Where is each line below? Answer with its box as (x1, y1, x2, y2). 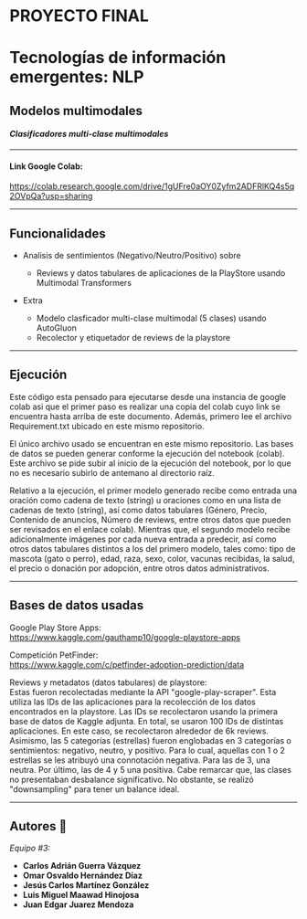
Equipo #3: (9, 842, 51, 854)
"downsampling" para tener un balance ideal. (9, 783, 180, 795)
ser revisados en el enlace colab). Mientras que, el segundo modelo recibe (9, 523, 291, 534)
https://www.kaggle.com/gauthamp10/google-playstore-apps (9, 631, 240, 642)
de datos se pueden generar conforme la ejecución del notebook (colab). (9, 448, 285, 459)
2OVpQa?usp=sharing (9, 191, 93, 202)
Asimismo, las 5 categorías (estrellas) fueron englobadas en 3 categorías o (9, 734, 292, 745)
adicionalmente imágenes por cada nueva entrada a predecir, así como (9, 533, 277, 544)
